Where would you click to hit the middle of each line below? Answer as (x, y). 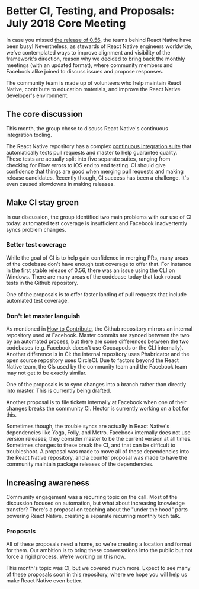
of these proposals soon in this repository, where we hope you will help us (97, 574)
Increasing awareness (48, 483)
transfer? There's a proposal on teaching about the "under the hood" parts (97, 509)
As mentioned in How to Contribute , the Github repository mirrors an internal (99, 329)
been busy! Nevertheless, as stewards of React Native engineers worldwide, (99, 46)
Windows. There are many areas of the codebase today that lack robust (94, 276)
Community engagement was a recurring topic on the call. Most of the (92, 497)
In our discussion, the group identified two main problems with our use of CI (99, 217)
